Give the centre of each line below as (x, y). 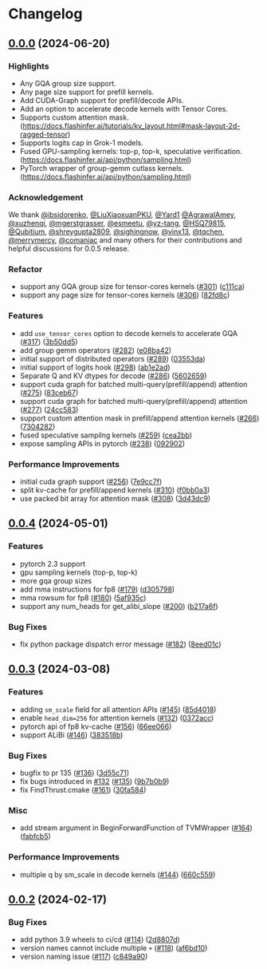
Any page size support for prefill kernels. (86, 92)
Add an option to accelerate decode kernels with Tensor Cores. (124, 109)
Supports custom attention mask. (74, 117)
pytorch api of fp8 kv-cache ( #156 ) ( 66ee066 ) (96, 726)
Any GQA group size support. (68, 83)
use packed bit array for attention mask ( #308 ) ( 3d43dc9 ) (115, 499)
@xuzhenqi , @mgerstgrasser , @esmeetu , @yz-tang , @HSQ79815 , (117, 223)
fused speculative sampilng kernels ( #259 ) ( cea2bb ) (106, 435)
